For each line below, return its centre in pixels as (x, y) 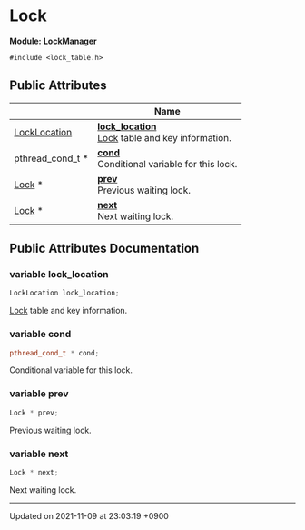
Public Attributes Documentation (104, 249)
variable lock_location (59, 275)
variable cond (40, 335)
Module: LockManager (53, 41)
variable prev (39, 394)
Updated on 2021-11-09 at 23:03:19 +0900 (89, 515)
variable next (39, 454)
